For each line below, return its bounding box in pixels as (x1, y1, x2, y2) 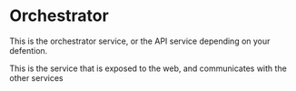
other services (9, 72, 64, 83)
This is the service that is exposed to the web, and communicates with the (9, 63, 288, 74)
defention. (9, 45, 48, 56)
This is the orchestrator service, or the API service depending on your (9, 35, 271, 46)
